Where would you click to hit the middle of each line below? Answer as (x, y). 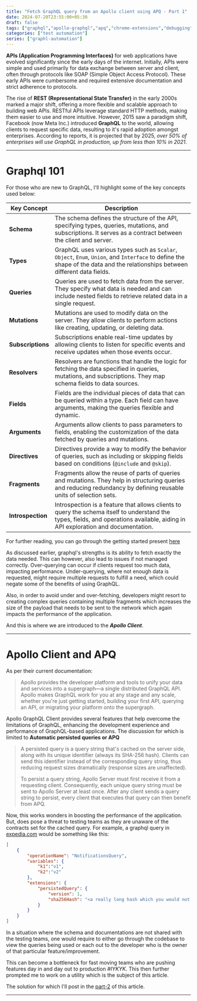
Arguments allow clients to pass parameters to (119, 424)
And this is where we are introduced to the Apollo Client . (75, 625)
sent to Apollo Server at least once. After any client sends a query (100, 791)
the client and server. (84, 240)
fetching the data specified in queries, (107, 369)
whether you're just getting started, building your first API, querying (102, 701)
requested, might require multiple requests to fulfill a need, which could (92, 577)
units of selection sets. (86, 495)
